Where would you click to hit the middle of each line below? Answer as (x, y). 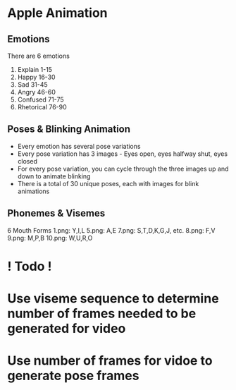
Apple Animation (57, 13)
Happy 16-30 (36, 77)
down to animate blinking (54, 176)
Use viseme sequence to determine (113, 298)
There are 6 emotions (39, 56)
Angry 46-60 (37, 92)
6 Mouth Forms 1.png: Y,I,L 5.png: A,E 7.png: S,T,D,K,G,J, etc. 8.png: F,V (111, 230)
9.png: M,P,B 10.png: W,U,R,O (50, 238)
